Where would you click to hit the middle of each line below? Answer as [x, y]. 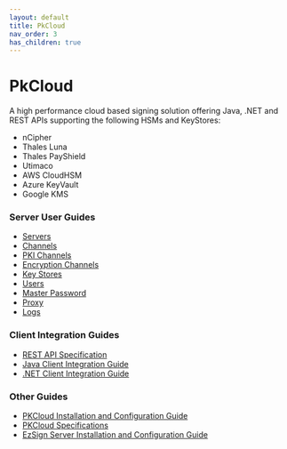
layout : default [39, 17]
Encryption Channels [60, 265]
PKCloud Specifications [65, 425]
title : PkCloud [37, 26]
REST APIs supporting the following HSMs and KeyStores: [115, 120]
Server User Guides [52, 217]
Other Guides [39, 397]
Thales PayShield [54, 156]
